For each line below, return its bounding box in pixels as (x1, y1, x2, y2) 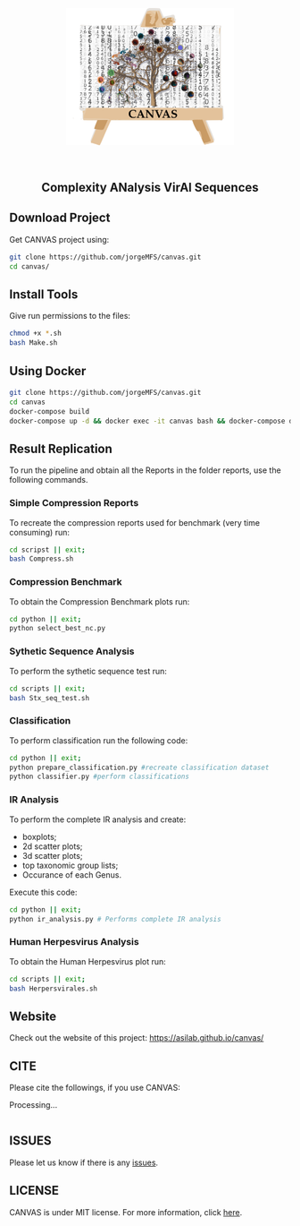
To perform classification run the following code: (9, 734, 188, 746)
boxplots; (21, 831, 57, 842)
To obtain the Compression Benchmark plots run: (9, 596, 190, 607)
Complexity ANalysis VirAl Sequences (41, 180, 259, 195)
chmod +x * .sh (9, 329, 62, 339)
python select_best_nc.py (9, 624, 105, 633)
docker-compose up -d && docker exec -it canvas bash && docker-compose (9, 416, 286, 425)
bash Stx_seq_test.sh (9, 693, 90, 702)
